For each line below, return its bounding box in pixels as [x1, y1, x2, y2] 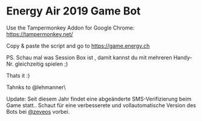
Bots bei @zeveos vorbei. [6, 108, 70, 115]
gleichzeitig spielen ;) [15, 60, 68, 67]
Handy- [173, 54, 192, 61]
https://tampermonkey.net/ [6, 30, 74, 37]
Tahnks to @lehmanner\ [6, 83, 66, 91]
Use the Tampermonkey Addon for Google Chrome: [6, 24, 135, 31]
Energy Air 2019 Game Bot [6, 4, 141, 18]
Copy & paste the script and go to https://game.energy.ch [6, 42, 150, 49]
